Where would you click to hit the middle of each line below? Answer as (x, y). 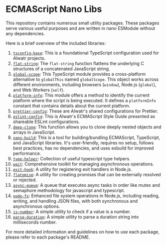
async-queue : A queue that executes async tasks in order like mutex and (86, 185)
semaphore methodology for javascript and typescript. (69, 190)
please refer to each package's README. (48, 237)
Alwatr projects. (29, 58)
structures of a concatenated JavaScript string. (61, 69)
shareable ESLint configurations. (46, 122)
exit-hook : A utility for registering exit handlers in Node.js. (73, 169)
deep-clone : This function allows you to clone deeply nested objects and (87, 127)
